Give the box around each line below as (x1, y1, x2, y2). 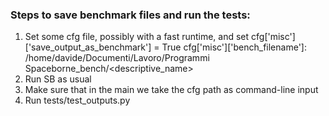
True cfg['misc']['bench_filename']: (161, 41, 307, 53)
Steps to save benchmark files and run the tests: (10, 8, 251, 22)
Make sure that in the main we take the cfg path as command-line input (24, 84, 319, 96)
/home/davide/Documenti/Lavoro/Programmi (24, 52, 210, 64)
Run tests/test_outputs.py (24, 94, 131, 107)
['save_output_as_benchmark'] (24, 41, 152, 53)
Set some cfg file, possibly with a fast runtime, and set (24, 31, 250, 43)
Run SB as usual (24, 73, 92, 85)
